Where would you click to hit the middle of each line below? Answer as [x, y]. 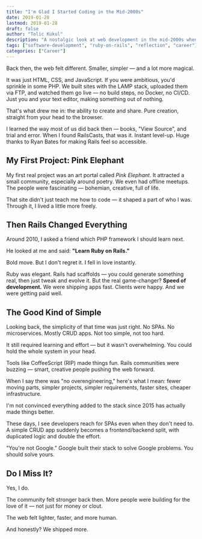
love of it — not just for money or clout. [55, 506]
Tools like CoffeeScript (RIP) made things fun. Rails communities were [93, 363]
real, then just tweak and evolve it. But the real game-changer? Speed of [96, 281]
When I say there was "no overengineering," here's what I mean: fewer [94, 381]
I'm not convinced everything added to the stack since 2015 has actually [96, 406]
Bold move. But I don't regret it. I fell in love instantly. [71, 263]
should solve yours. [31, 455]
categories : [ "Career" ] [36, 51]
